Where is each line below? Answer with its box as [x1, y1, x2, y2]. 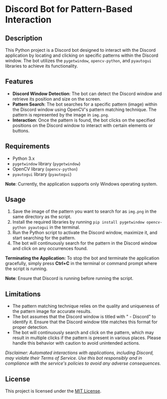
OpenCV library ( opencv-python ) [12, 166, 78, 172]
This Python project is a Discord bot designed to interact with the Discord [5, 47, 156, 53]
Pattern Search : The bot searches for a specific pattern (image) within [12, 101, 158, 107]
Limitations [5, 290, 41, 298]
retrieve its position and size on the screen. [12, 96, 101, 102]
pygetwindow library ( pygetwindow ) [12, 160, 81, 166]
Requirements [5, 142, 50, 150]
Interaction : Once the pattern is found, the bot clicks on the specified [12, 117, 156, 123]
